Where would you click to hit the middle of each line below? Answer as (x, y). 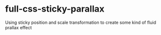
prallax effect (18, 27)
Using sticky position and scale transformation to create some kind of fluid (81, 22)
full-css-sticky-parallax (55, 9)
